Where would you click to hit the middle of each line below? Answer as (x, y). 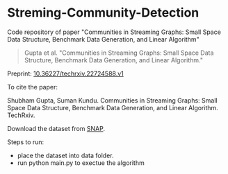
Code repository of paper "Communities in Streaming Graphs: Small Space (114, 32)
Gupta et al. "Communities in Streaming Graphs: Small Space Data (119, 53)
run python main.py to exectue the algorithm (81, 163)
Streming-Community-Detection (103, 13)
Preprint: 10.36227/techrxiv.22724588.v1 (65, 73)
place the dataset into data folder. (65, 155)
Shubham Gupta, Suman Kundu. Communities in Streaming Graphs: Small (112, 100)
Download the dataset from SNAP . (56, 128)
